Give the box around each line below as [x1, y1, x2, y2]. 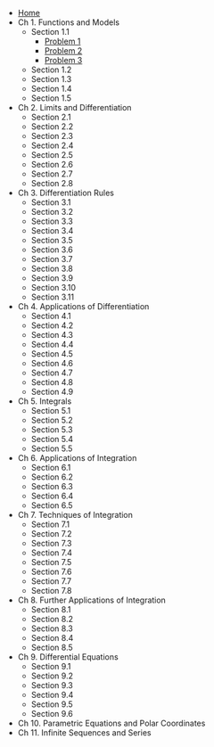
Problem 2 [44, 45, 83, 56]
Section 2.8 [30, 178, 74, 188]
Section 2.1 [30, 111, 71, 122]
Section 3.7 [30, 254, 73, 264]
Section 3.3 [30, 216, 73, 226]
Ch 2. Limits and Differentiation [17, 103, 132, 112]
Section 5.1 [30, 406, 71, 415]
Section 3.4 [30, 226, 74, 235]
